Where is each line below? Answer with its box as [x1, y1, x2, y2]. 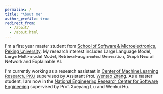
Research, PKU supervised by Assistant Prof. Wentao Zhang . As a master [5, 74, 153, 79]
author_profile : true [5, 16, 49, 21]
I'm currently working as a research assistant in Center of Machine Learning [5, 68, 159, 74]
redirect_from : [5, 20, 36, 26]
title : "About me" [5, 12, 43, 17]
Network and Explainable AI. [5, 59, 62, 64]
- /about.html [9, 30, 38, 35]
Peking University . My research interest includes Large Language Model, [5, 48, 152, 54]
